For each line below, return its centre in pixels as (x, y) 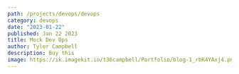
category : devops (33, 20)
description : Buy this (41, 54)
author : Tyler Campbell (43, 47)
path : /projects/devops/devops (54, 14)
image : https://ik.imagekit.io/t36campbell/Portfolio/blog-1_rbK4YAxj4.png (122, 60)
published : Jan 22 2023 (43, 33)
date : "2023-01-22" (36, 27)
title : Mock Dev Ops (38, 40)
